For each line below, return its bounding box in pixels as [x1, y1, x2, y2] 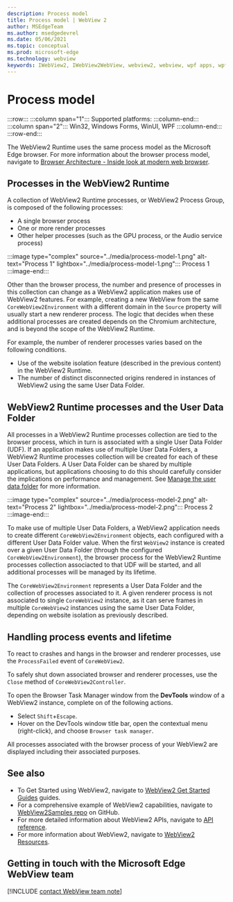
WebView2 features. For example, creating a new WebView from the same [7, 296, 219, 304]
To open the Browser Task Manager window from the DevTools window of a [7, 691, 225, 699]
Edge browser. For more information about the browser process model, [7, 150, 210, 158]
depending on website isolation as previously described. [7, 611, 169, 620]
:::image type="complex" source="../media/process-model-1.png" [7, 253, 196, 261]
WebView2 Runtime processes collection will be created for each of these [7, 452, 218, 461]
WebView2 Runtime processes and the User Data [7, 401, 224, 413]
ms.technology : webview [7, 56, 76, 62]
